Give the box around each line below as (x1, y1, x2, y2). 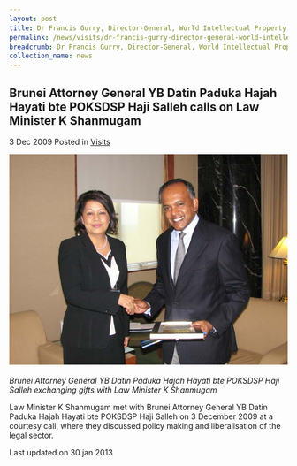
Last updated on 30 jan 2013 (9, 447, 113, 457)
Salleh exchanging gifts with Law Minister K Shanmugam (9, 385, 217, 395)
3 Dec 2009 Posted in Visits (9, 136, 110, 147)
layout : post (9, 14, 57, 23)
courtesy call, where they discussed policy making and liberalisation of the (9, 420, 281, 431)
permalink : (9, 33, 49, 42)
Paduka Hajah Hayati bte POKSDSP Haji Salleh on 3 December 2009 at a (9, 411, 274, 422)
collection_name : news (9, 51, 93, 61)
